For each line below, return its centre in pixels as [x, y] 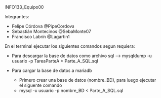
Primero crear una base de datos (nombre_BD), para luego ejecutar [88, 80]
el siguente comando [40, 85]
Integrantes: [17, 16]
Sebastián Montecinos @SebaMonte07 [51, 31]
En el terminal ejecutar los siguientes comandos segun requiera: [70, 46]
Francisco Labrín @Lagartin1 [41, 37]
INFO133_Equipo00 [24, 7]
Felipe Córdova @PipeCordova [43, 26]
